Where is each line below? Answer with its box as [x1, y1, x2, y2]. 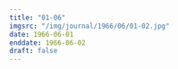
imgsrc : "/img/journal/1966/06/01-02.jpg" [9, 22, 170, 30]
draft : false [9, 47, 58, 56]
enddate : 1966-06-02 [9, 38, 87, 47]
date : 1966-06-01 [9, 30, 74, 39]
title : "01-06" [9, 13, 66, 22]
